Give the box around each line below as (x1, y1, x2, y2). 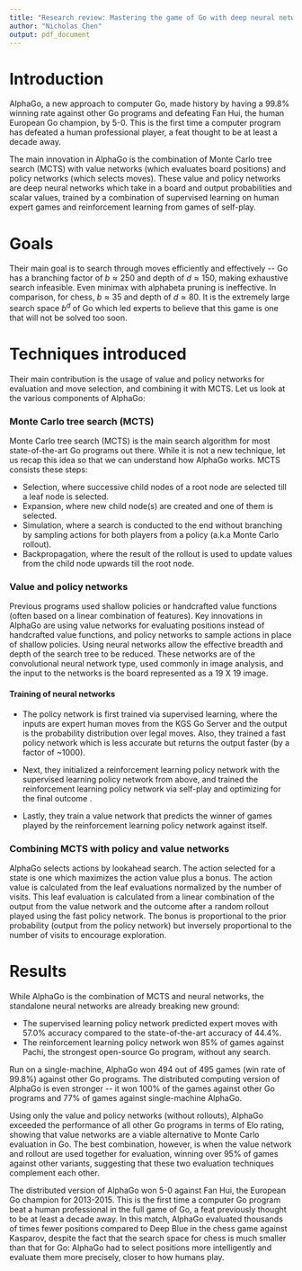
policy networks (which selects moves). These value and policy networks (9, 173, 281, 184)
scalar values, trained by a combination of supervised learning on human (9, 192, 280, 203)
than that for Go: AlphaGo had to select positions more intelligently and (9, 1242, 272, 1253)
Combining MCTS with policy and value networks (9, 842, 230, 855)
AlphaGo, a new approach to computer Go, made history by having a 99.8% (9, 98, 290, 109)
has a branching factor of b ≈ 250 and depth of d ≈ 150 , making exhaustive (9, 273, 289, 283)
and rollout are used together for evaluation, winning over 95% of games (9, 1148, 279, 1159)
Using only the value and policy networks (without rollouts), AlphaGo (9, 1110, 263, 1121)
